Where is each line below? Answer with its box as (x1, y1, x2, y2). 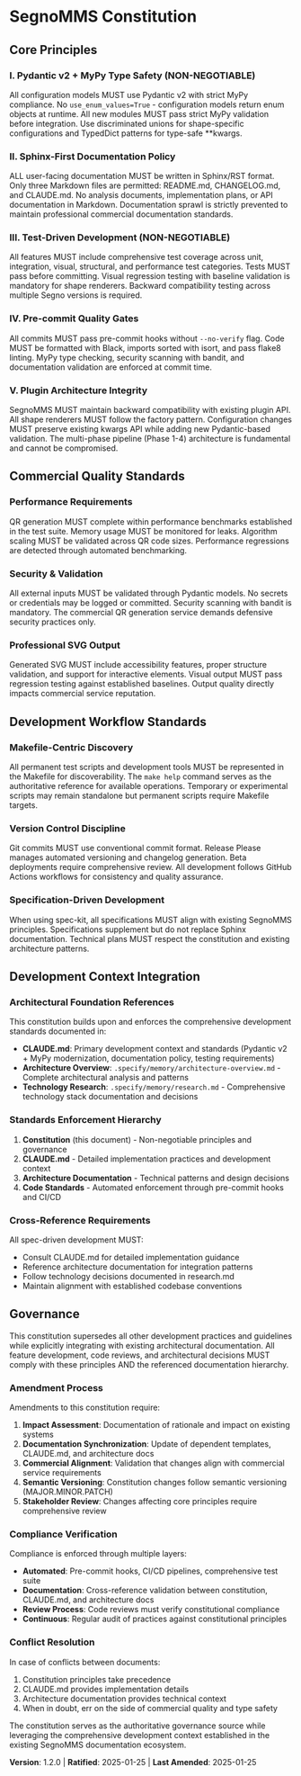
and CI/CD (22, 1191, 61, 1202)
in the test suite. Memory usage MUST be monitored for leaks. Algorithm (9, 525, 279, 536)
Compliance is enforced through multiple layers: (9, 1548, 187, 1559)
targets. (9, 800, 39, 811)
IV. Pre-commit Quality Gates (9, 312, 139, 325)
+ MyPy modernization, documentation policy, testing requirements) (22, 1053, 275, 1063)
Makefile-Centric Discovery (9, 740, 134, 753)
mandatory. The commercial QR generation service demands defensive (9, 607, 273, 618)
